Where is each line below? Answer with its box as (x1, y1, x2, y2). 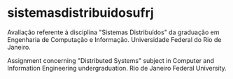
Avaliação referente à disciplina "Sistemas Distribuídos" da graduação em (7, 28, 220, 36)
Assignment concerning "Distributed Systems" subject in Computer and (7, 56, 215, 64)
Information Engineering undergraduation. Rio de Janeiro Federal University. (7, 64, 227, 72)
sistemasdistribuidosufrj (7, 5, 154, 21)
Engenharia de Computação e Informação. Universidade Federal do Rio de (7, 35, 222, 43)
